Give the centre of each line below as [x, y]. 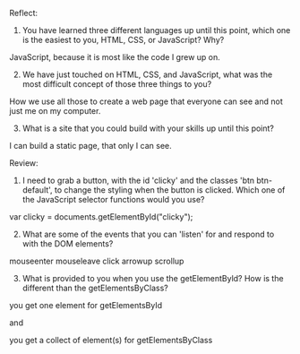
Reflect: [24, 13]
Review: [24, 163]
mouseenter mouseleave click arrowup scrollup [97, 261]
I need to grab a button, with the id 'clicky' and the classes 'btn [138, 180]
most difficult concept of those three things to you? [117, 84]
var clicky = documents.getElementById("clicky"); [101, 217]
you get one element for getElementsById [86, 305]
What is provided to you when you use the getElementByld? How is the [153, 278]
